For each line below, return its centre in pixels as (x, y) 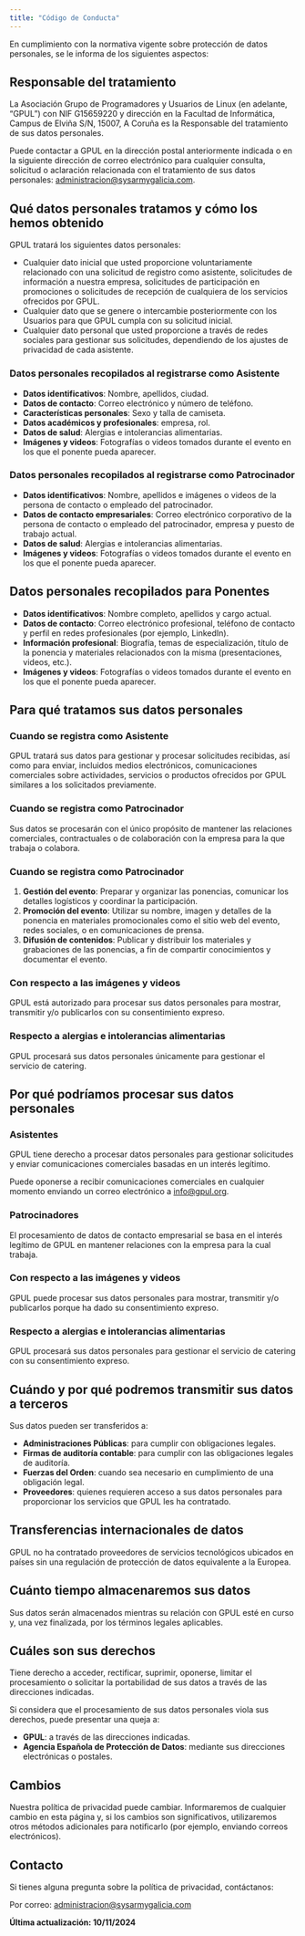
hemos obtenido (57, 223)
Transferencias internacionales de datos (127, 1530)
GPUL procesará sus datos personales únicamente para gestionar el (137, 1056)
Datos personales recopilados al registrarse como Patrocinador (152, 475)
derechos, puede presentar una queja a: (85, 1720)
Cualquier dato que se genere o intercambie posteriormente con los (150, 311)
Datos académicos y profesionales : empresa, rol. (117, 422)
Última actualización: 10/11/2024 (73, 1922)
